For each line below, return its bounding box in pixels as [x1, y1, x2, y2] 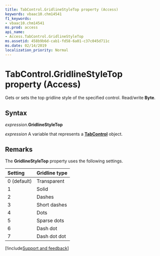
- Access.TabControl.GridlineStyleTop [5, 34, 84, 39]
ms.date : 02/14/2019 [5, 43, 47, 48]
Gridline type [36, 170, 68, 176]
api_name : [5, 30, 25, 34]
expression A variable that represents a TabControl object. [5, 131, 123, 137]
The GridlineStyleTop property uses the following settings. [5, 158, 123, 164]
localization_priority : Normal [5, 48, 69, 52]
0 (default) [7, 178, 32, 185]
